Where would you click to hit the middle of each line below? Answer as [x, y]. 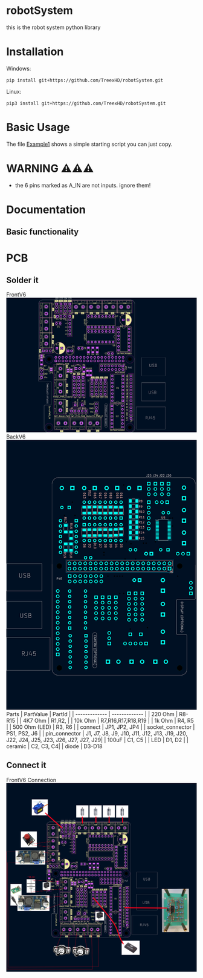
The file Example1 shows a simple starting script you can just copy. [89, 144]
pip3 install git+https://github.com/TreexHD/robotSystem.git [86, 103]
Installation [35, 52]
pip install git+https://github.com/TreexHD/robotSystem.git [85, 80]
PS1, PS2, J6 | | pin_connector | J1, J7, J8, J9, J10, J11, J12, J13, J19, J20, [97, 733]
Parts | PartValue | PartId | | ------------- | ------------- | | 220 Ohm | [92, 714]
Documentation [46, 210]
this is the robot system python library [53, 27]
